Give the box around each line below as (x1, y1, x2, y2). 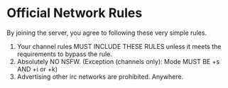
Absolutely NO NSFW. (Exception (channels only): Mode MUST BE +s (16, 57, 220, 65)
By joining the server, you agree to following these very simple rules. (6, 28, 207, 37)
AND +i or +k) (16, 65, 58, 73)
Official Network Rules (6, 5, 143, 21)
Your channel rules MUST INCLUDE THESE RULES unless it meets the (16, 42, 222, 50)
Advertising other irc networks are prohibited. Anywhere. (16, 72, 184, 81)
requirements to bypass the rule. (16, 50, 113, 58)
